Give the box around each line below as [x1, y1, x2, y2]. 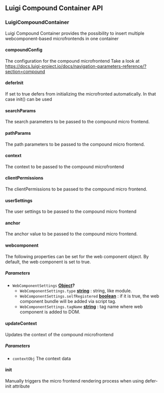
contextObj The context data [12, 355, 71, 361]
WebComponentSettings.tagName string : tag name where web [19, 303, 143, 310]
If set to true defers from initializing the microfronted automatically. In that [5, 91, 157, 97]
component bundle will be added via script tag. [19, 298, 117, 304]
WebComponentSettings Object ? [12, 283, 75, 289]
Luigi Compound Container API [5, 4, 103, 12]
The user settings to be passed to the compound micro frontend [5, 208, 137, 214]
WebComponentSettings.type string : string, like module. [19, 288, 132, 294]
